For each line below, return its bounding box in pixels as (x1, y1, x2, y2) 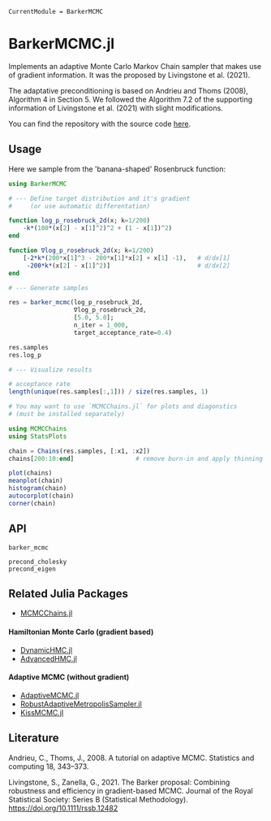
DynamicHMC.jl (19, 645, 73, 654)
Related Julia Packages (8, 586, 128, 601)
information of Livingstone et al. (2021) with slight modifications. (8, 102, 223, 113)
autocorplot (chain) (8, 492, 75, 500)
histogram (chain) (8, 484, 67, 493)
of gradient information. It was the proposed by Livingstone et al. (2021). (8, 70, 251, 80)
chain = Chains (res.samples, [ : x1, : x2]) (8, 447, 151, 455)
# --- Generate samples (8, 284, 89, 292)
